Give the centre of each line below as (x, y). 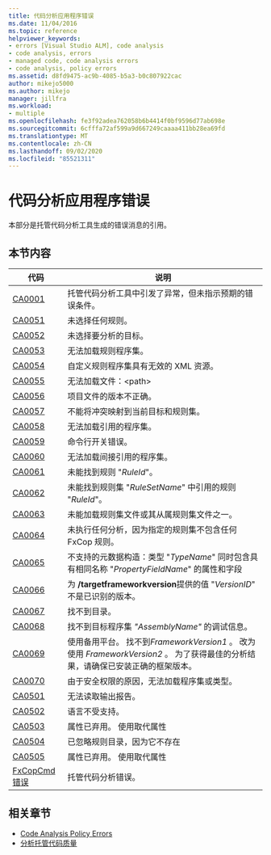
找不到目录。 (92, 611)
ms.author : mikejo (39, 91)
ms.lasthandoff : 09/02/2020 (56, 151)
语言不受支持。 (96, 712)
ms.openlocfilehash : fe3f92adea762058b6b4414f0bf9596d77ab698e (117, 121)
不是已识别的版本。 (104, 596)
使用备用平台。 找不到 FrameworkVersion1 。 (152, 642)
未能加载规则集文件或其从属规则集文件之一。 (152, 514)
